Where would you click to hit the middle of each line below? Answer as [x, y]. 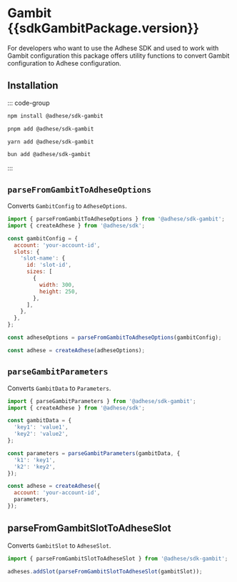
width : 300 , [57, 285]
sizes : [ [39, 272]
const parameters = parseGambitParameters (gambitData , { [94, 453]
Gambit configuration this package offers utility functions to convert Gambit [118, 56]
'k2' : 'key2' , [35, 466]
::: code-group [29, 103]
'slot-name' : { [43, 258]
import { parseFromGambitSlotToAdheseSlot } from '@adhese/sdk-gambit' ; [118, 558]
